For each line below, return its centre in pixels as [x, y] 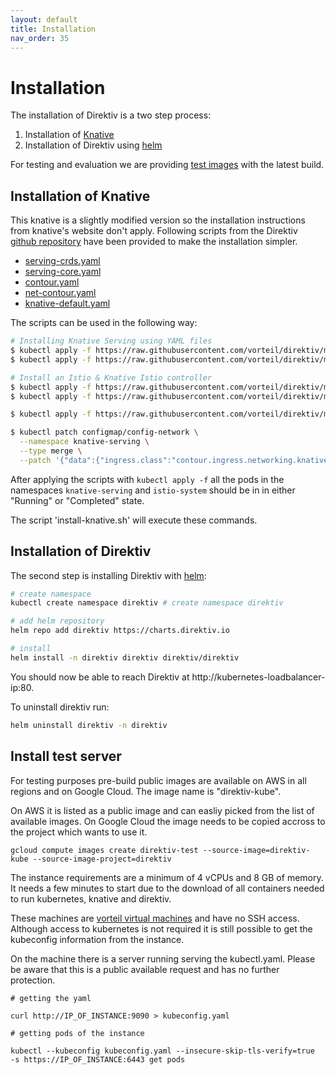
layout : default [44, 19]
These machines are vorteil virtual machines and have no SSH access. [155, 918]
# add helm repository [57, 621]
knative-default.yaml [67, 303]
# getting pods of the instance [77, 1033]
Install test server [66, 756]
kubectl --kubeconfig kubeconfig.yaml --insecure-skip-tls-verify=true [162, 1051]
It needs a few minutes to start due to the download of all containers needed [167, 888]
